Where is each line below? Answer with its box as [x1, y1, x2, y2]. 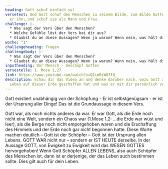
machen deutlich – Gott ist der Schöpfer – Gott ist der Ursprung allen [5, 131, 146, 137]
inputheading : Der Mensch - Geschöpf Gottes [5, 63, 99, 68]
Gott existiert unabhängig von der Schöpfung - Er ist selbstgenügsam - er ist [5, 95, 163, 101]
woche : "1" [5, 40, 28, 45]
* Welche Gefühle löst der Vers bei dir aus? [9, 30, 106, 35]
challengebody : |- [5, 49, 43, 54]
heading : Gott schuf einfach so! [5, 7, 75, 12]
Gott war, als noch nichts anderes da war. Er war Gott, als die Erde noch [5, 110, 153, 116]
